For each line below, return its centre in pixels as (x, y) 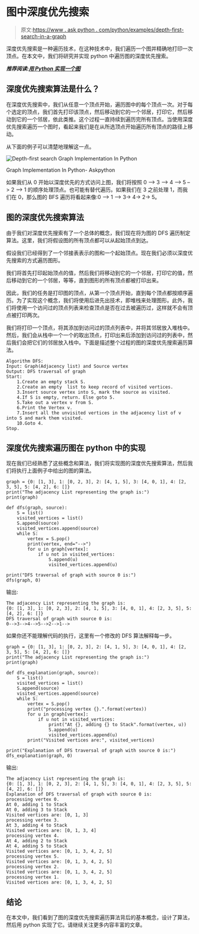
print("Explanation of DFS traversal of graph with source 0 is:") (91, 751)
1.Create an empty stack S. (51, 382)
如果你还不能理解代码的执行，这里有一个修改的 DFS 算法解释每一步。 (91, 636)
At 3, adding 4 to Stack (37, 826)
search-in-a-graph (44, 36)
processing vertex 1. (33, 877)
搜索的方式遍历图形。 (37, 260)
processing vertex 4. (33, 836)
